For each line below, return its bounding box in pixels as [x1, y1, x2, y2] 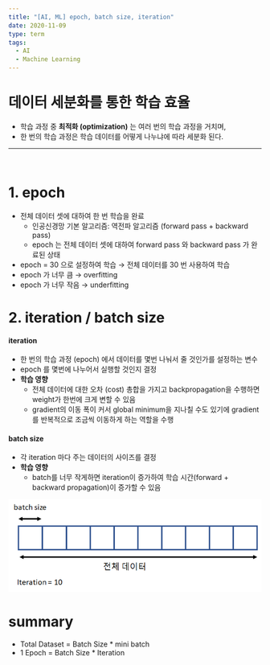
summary [8, 612, 74, 630]
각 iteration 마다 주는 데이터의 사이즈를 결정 [19, 453, 157, 462]
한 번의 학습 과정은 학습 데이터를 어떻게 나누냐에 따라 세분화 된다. [19, 131, 223, 141]
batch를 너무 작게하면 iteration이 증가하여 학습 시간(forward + [31, 473, 229, 482]
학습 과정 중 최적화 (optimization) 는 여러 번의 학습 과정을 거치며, [19, 121, 227, 131]
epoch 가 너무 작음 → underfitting [19, 280, 129, 289]
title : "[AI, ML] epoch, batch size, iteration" [8, 13, 174, 21]
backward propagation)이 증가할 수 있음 [31, 482, 162, 492]
